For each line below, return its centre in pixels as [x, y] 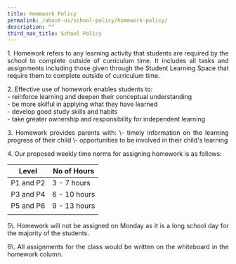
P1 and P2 [28, 183]
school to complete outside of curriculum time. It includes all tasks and [118, 61]
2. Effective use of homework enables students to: [80, 89]
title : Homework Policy [42, 14]
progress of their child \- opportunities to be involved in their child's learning [118, 140]
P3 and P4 [28, 194]
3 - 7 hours [72, 183]
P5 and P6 [28, 206]
